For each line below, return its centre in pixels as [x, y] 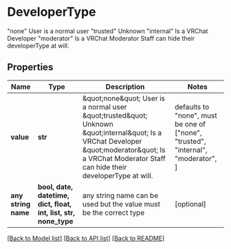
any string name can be [120, 195]
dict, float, [55, 204]
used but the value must [121, 204]
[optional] [190, 204]
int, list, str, [56, 213]
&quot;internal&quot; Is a [122, 133]
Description [125, 87]
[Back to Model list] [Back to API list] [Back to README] [86, 238]
